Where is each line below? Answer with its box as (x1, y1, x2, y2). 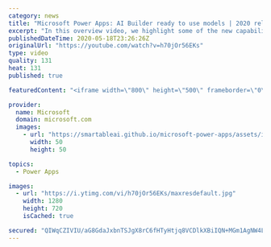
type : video (8, 49, 48, 57)
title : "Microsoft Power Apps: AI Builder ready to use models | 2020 (8, 19, 251, 27)
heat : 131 (8, 64, 42, 72)
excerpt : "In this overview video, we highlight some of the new (8, 27, 232, 35)
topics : (8, 160, 35, 168)
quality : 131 (8, 57, 52, 65)
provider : (8, 101, 42, 109)
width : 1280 (23, 197, 63, 205)
